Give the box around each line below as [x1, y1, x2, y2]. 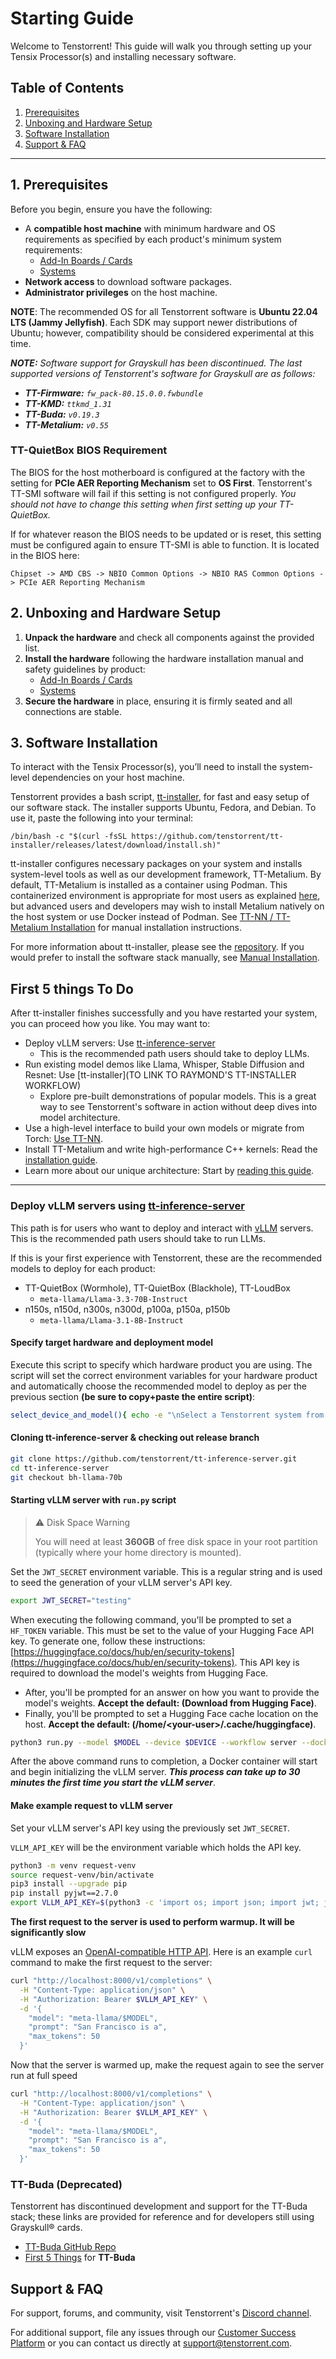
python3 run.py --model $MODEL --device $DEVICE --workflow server [10, 1737, 298, 1747]
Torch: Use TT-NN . [24, 1133, 103, 1145]
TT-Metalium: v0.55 [24, 418, 109, 431]
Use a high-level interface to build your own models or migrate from [24, 1122, 305, 1134]
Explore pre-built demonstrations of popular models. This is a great [39, 1090, 317, 1102]
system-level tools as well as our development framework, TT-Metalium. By [10, 868, 322, 881]
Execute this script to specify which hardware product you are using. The [10, 1358, 313, 1371]
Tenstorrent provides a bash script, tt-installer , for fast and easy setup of [10, 791, 310, 803]
